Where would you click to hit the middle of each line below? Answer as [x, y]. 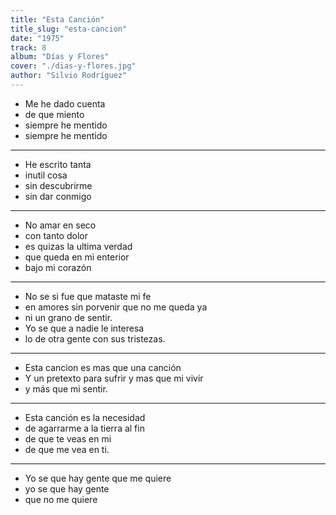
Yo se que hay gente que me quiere [98, 478]
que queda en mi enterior [77, 257]
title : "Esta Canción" [57, 19]
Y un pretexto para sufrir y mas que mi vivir [114, 378]
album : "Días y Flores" [60, 57]
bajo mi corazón [58, 267]
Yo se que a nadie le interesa [84, 328]
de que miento [54, 114]
